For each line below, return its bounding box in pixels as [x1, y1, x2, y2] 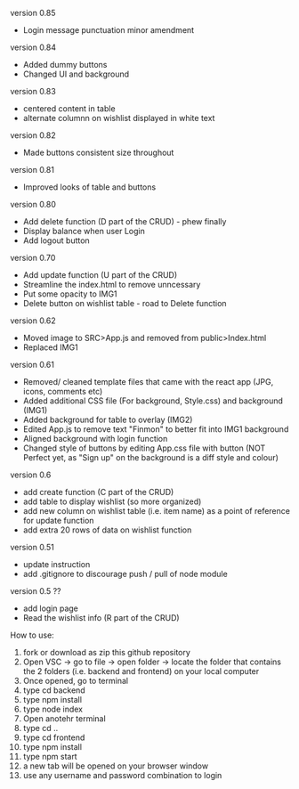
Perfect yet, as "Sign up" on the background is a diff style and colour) [22, 452, 279, 462]
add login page [22, 603, 79, 614]
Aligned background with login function [22, 434, 168, 443]
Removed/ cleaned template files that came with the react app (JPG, [22, 377, 274, 386]
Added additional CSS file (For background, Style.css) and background [22, 395, 284, 406]
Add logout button [22, 235, 90, 246]
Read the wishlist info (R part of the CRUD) [22, 613, 181, 622]
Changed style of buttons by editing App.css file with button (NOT [22, 443, 266, 453]
